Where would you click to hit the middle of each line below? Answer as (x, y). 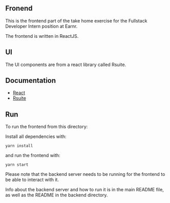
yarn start (17, 165)
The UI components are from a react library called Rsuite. (66, 64)
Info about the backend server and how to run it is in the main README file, (84, 190)
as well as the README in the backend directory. (57, 195)
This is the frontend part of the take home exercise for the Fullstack (76, 20)
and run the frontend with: (33, 155)
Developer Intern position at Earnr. (41, 26)
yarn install (19, 146)
